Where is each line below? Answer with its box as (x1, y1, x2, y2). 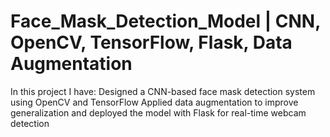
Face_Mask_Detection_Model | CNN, (10, 10, 321, 33)
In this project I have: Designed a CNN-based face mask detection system (10, 85, 316, 97)
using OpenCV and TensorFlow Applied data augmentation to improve (10, 96, 299, 108)
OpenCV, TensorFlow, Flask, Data (10, 31, 293, 54)
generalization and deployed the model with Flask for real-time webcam (10, 106, 307, 119)
